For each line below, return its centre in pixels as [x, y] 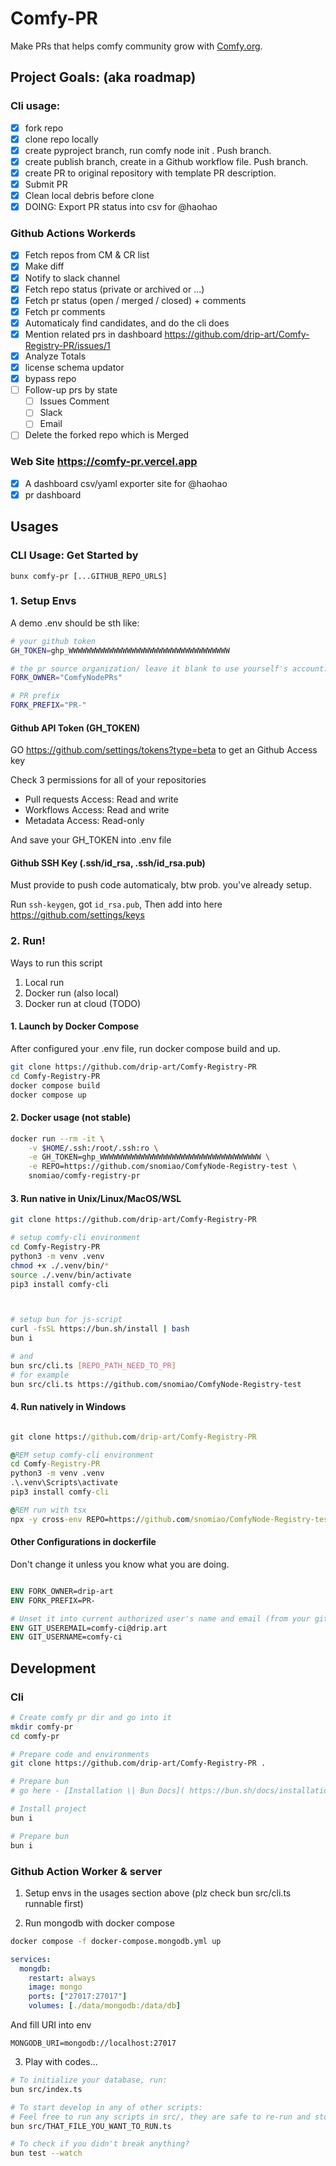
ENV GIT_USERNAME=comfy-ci [66, 1637]
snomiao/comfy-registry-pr [84, 1176]
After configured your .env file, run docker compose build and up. [145, 1048]
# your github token [53, 641]
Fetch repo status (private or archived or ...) [114, 289]
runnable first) [54, 1903]
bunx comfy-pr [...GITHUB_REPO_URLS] [89, 576]
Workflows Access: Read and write [97, 810]
